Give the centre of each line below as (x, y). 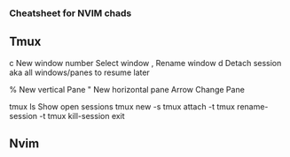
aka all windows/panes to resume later (80, 72)
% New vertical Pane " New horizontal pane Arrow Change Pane (127, 89)
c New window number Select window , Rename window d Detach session (145, 63)
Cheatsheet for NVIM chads (71, 13)
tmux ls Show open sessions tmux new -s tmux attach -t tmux (122, 106)
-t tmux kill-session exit (82, 116)
